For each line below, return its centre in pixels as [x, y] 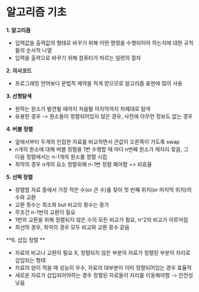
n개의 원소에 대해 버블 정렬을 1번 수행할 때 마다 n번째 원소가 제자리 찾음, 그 [102, 149]
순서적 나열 [39, 50]
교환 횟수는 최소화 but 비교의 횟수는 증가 [62, 204]
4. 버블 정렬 [20, 129]
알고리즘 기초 [36, 12]
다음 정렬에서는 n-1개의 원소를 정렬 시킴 [61, 156]
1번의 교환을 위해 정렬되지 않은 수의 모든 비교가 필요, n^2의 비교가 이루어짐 [101, 219]
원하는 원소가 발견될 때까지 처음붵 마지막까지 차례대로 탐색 [83, 109]
